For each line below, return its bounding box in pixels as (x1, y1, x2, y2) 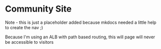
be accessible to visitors (5, 39, 54, 45)
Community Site (5, 3, 72, 15)
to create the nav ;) (5, 24, 43, 30)
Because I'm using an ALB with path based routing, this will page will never (5, 34, 156, 40)
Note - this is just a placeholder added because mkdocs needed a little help (5, 19, 157, 25)
